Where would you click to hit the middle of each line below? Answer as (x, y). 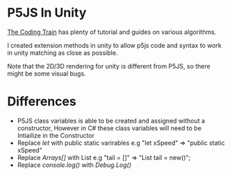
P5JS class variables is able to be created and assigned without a (111, 121)
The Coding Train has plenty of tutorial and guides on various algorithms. (112, 32)
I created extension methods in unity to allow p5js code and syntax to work (115, 45)
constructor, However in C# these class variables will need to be (109, 128)
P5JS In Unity (47, 13)
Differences (42, 102)
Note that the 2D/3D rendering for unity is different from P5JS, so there (109, 66)
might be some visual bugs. (47, 73)
